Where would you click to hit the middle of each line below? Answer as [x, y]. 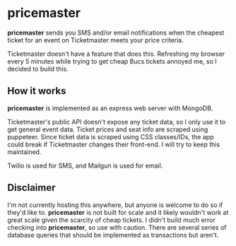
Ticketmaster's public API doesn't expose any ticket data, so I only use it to [117, 122]
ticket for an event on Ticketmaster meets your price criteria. [95, 40]
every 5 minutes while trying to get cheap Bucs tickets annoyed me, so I [112, 61]
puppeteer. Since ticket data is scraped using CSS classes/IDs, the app [111, 136]
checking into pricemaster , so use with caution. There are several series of [117, 227]
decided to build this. [38, 69]
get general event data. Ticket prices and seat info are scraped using [108, 129]
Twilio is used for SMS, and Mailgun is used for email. [85, 165]
